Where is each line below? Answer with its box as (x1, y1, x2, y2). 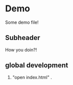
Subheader (5, 34, 41, 42)
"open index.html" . (12, 74, 52, 80)
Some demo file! (5, 19, 39, 25)
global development (5, 61, 69, 70)
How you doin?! (5, 46, 37, 52)
